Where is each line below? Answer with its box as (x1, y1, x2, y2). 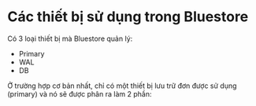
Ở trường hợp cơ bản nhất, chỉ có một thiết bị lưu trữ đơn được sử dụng (7, 81, 237, 90)
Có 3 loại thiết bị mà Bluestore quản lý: (7, 34, 133, 43)
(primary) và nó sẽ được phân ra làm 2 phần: (7, 89, 152, 98)
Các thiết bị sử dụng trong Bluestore (7, 8, 249, 26)
